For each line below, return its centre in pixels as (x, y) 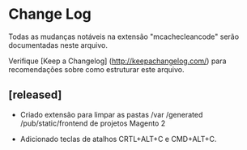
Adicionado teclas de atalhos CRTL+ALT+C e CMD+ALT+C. (118, 139)
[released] (35, 95)
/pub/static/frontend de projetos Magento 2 (93, 123)
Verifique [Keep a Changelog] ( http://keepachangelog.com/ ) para (117, 61)
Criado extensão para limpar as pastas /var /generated (111, 114)
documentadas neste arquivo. (58, 45)
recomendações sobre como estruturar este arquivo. (96, 69)
